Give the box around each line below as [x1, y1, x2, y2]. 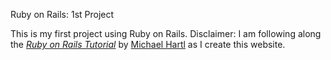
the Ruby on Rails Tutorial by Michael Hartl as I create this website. [10, 39, 286, 50]
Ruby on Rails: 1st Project [10, 9, 115, 20]
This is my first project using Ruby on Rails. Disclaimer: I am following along [10, 28, 322, 39]
